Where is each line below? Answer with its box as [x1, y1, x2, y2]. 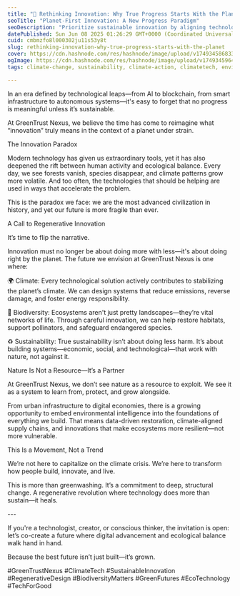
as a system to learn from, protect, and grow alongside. [7, 387, 171, 396]
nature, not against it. [7, 352, 70, 360]
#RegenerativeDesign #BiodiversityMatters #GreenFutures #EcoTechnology [7, 574, 231, 582]
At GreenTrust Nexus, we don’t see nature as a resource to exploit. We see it [7, 380, 232, 388]
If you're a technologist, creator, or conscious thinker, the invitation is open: [7, 523, 230, 532]
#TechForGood [7, 581, 52, 590]
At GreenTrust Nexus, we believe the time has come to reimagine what [7, 118, 214, 127]
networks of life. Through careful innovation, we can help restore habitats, [7, 315, 226, 324]
